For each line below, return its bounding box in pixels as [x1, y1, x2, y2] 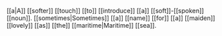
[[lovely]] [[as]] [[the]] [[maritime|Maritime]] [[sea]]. [6, 21, 156, 29]
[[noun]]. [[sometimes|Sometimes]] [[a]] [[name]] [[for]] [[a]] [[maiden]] [6, 14, 216, 22]
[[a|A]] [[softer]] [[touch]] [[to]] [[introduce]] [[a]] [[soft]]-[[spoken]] [6, 7, 204, 15]
